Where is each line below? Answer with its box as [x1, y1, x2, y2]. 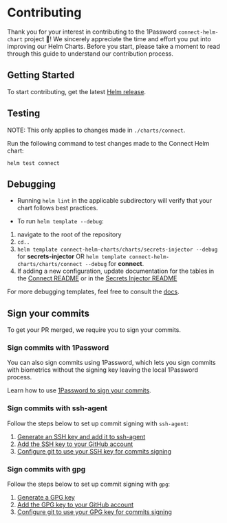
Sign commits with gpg [7, 464, 86, 474]
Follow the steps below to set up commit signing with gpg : [7, 480, 171, 489]
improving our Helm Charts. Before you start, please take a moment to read [7, 42, 220, 50]
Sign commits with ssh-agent [7, 403, 108, 413]
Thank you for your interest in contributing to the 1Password [7, 27, 177, 36]
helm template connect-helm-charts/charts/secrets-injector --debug [17, 246, 218, 254]
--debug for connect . [85, 260, 144, 268]
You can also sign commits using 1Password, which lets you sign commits [7, 359, 216, 367]
